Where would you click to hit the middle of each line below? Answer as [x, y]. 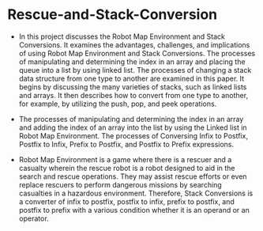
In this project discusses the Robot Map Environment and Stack [122, 36]
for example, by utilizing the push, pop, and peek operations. [118, 104]
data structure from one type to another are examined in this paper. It [131, 78]
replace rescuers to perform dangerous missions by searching [120, 184]
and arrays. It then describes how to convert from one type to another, [133, 95]
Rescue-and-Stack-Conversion [113, 15]
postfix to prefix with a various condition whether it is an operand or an [134, 210]
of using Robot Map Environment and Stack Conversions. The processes [137, 53]
